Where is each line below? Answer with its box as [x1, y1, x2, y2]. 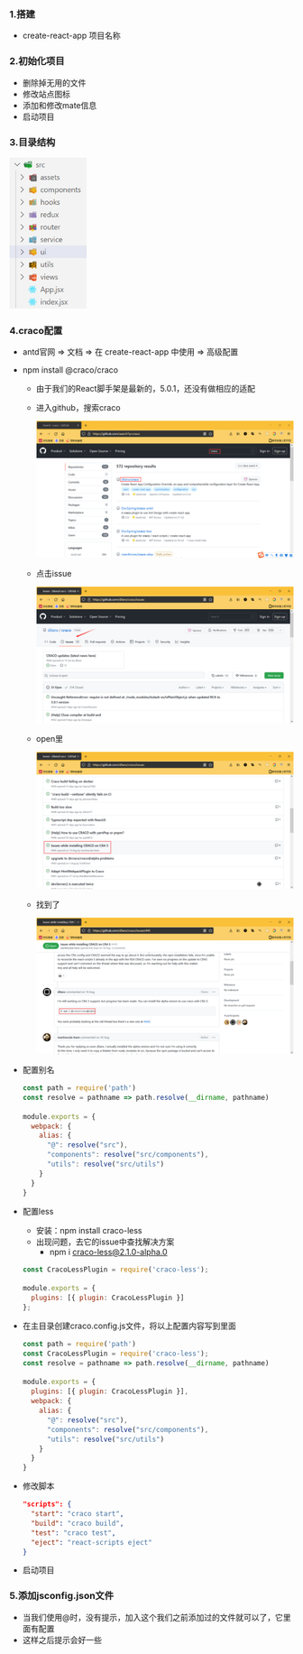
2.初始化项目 [9, 55, 65, 68]
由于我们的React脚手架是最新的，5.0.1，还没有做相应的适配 [35, 383, 255, 394]
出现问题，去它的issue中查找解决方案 [35, 1236, 175, 1247]
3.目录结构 [9, 135, 56, 148]
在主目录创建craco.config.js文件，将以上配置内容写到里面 [22, 1320, 236, 1331]
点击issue [35, 568, 72, 578]
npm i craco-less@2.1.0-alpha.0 [49, 1246, 169, 1257]
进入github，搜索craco [35, 402, 121, 413]
